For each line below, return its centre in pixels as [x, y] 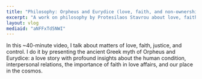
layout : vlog [23, 23]
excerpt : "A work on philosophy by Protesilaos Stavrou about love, [94, 17]
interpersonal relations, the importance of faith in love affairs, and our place [100, 65]
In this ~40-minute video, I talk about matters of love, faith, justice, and [94, 45]
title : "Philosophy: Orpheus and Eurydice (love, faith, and [84, 12]
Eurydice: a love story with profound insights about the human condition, [96, 58]
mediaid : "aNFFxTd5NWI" [36, 28]
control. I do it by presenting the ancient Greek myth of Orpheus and [91, 52]
